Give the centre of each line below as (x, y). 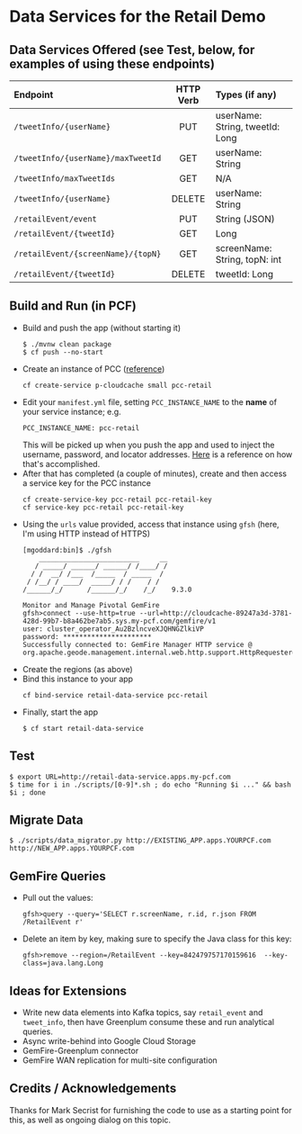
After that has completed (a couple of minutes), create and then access (155, 473)
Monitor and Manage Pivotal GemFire (91, 605)
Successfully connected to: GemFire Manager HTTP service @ (137, 644)
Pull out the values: (58, 898)
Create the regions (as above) (77, 669)
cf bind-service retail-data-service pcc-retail (115, 695)
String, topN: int (248, 260)
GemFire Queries (58, 876)
